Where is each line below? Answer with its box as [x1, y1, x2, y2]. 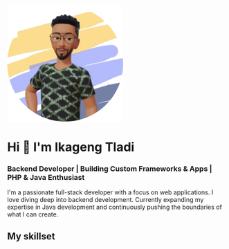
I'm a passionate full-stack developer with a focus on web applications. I [7, 188, 214, 196]
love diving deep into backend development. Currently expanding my [7, 196, 204, 204]
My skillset [7, 230, 55, 242]
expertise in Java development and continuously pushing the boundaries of [7, 203, 223, 212]
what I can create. [7, 210, 59, 219]
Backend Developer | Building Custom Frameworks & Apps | [7, 164, 212, 174]
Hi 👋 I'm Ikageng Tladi [7, 140, 135, 155]
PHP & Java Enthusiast [7, 173, 85, 183]
